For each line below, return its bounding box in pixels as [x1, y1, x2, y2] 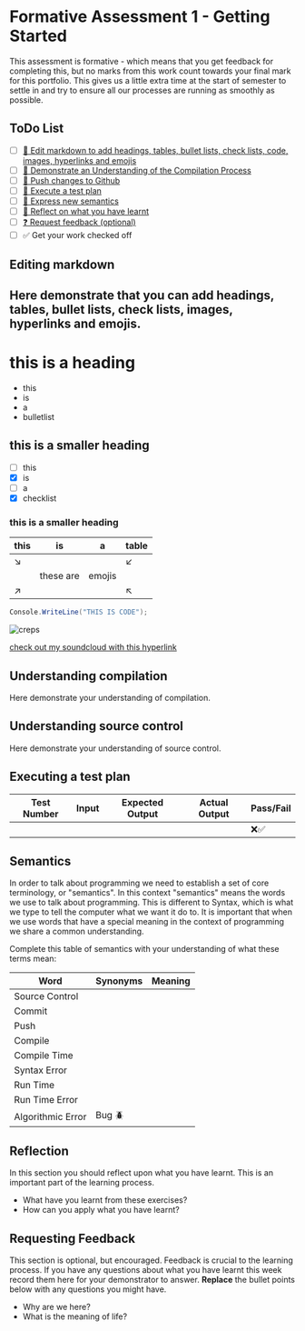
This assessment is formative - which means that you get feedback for [9, 55, 274, 66]
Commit [14, 1005, 48, 1017]
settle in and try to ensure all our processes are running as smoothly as [9, 85, 275, 95]
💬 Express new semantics [22, 195, 120, 206]
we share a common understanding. [9, 926, 144, 937]
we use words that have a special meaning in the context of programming [9, 916, 284, 927]
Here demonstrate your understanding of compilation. [9, 692, 212, 703]
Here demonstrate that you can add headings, [9, 287, 275, 303]
